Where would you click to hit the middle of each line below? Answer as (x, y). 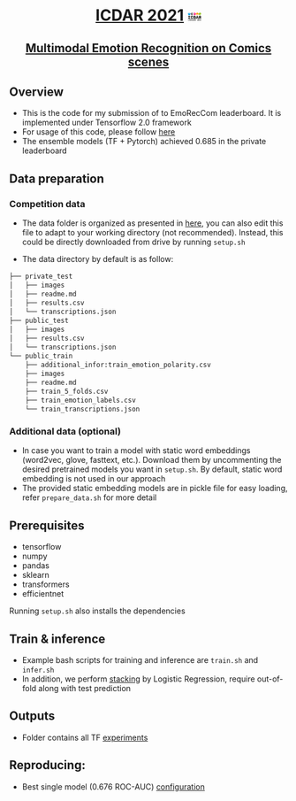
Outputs (32, 716)
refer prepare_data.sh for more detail (89, 497)
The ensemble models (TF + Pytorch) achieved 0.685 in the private (144, 142)
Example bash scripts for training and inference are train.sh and (140, 660)
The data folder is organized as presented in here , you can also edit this (152, 223)
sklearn (36, 575)
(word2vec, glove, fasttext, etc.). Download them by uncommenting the (152, 460)
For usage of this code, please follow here (99, 132)
